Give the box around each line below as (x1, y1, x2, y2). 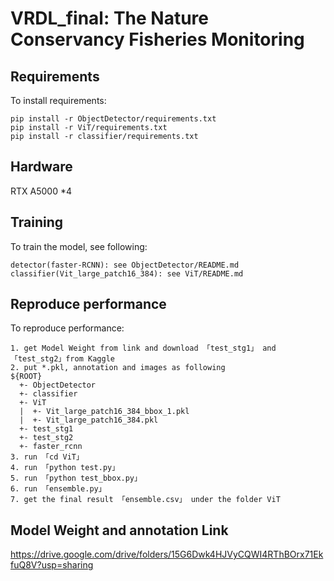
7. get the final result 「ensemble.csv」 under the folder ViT (10, 495, 281, 505)
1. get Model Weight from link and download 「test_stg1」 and (10, 343, 277, 354)
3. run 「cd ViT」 (10, 452, 84, 462)
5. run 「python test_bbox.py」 (10, 473, 142, 484)
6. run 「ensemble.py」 (10, 484, 107, 494)
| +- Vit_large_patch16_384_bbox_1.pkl (19, 407, 190, 417)
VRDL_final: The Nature (10, 7, 210, 30)
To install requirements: (10, 95, 107, 106)
